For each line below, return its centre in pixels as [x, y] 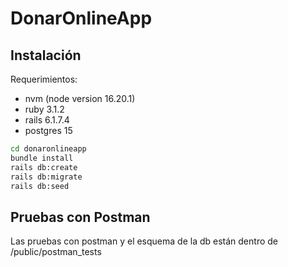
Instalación [46, 55]
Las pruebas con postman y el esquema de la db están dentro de [144, 241]
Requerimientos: [44, 79]
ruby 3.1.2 [44, 109]
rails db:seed [40, 186]
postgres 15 [48, 130]
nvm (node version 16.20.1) [80, 98]
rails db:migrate [46, 177]
